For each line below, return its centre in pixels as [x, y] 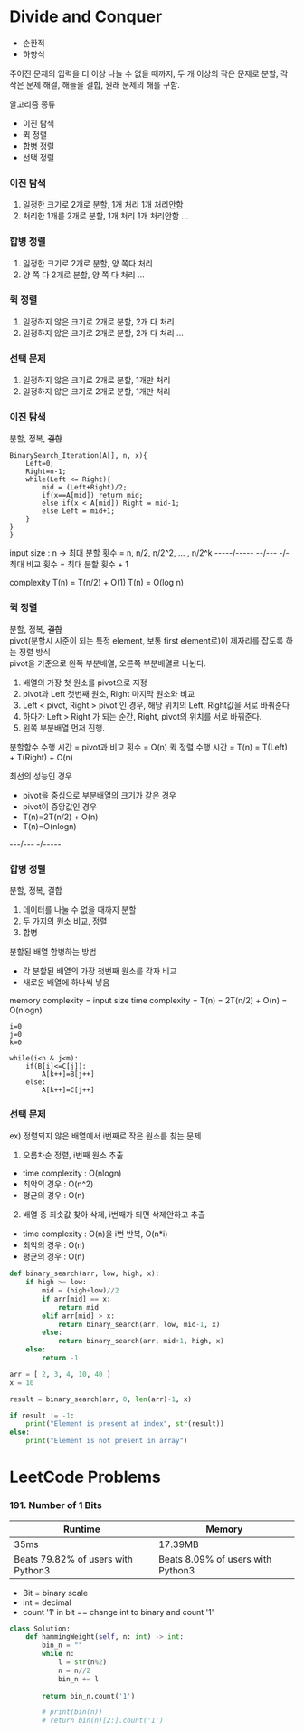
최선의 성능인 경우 [41, 776]
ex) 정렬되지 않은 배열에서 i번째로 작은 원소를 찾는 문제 [105, 1136]
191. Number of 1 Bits [56, 1505]
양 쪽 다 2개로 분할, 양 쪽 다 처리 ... [83, 275]
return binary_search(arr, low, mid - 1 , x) [139, 1324]
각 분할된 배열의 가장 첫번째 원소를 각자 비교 [100, 971]
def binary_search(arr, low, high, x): [85, 1274]
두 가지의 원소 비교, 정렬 [65, 921]
